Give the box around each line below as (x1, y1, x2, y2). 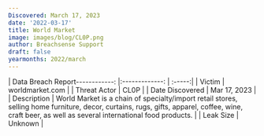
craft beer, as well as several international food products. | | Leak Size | (8, 110, 239, 119)
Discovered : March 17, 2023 (8, 11, 101, 20)
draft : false (8, 48, 51, 56)
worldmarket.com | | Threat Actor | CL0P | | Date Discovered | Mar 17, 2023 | (8, 85, 257, 94)
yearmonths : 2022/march (8, 56, 87, 64)
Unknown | (8, 119, 44, 128)
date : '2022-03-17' (8, 19, 73, 27)
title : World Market (8, 26, 76, 34)
